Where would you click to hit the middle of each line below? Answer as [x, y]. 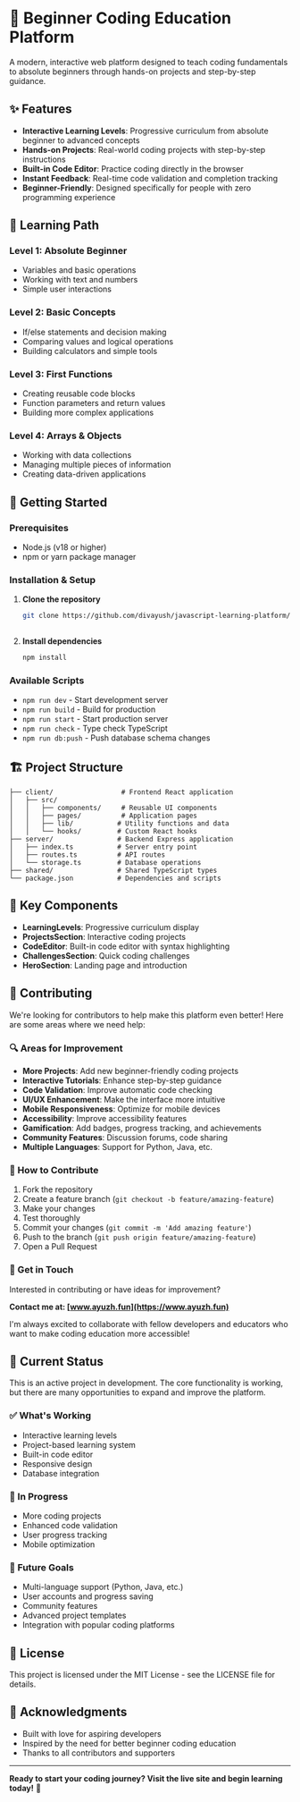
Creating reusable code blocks [79, 393]
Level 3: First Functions [61, 374]
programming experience [69, 197]
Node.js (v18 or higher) [64, 547]
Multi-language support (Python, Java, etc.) [103, 1587]
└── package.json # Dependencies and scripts [115, 879]
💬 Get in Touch [42, 1270]
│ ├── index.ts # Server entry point [104, 847]
